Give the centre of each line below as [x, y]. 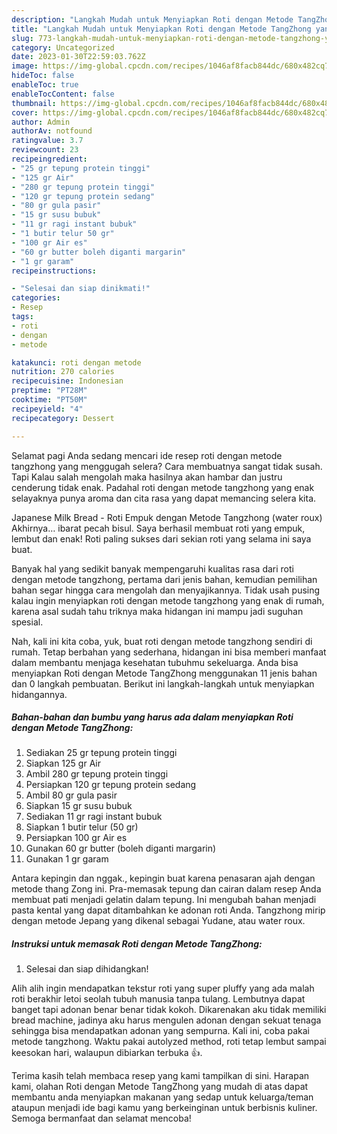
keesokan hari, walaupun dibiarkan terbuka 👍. [107, 1053]
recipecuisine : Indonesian [67, 381]
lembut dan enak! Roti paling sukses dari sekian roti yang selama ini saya [161, 538]
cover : [25, 112]
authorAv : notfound [52, 131]
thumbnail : [34, 103]
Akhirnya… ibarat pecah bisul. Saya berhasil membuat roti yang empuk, [158, 528]
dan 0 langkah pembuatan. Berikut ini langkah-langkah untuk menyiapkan [163, 683]
